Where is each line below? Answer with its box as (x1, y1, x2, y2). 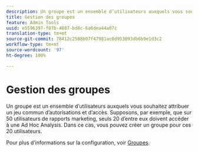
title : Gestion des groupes (6, 14, 75, 20)
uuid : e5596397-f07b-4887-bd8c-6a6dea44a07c (6, 25, 117, 31)
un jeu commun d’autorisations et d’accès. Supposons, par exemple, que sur (6, 108, 192, 115)
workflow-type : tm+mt (6, 42, 60, 48)
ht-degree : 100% (6, 52, 46, 58)
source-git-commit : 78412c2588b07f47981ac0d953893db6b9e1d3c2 (6, 36, 162, 42)
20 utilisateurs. (6, 127, 42, 134)
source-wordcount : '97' (6, 47, 65, 53)
